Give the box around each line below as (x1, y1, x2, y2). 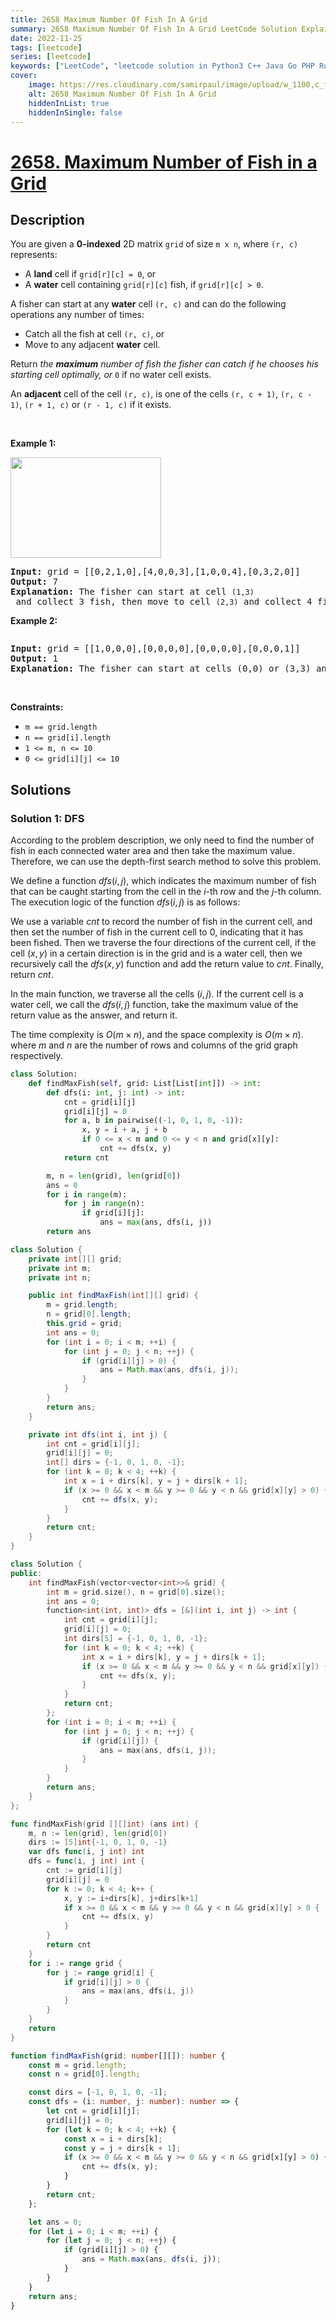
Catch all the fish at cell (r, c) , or (24, 328, 165, 340)
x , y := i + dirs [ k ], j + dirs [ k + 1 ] (63, 1893, 199, 1903)
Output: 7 (10, 576, 58, 588)
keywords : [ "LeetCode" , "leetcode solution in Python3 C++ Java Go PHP (10, 61, 315, 71)
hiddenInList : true (28, 98, 110, 108)
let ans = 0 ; (28, 2217, 83, 2227)
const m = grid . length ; (28, 2060, 128, 2070)
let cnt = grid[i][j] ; (46, 2106, 141, 2116)
